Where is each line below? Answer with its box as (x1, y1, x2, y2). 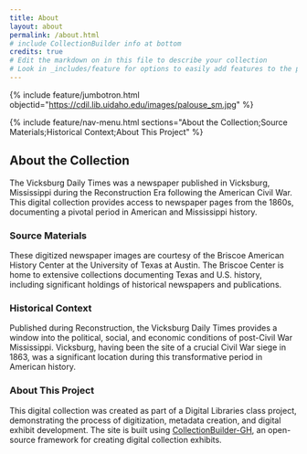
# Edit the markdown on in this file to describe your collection (9, 56, 268, 65)
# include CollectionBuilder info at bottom (9, 38, 182, 48)
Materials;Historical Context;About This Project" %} (9, 126, 204, 137)
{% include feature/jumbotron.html (9, 89, 140, 100)
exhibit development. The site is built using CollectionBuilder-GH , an (9, 424, 267, 435)
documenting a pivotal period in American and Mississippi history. (9, 206, 258, 217)
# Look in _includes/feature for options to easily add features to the (9, 65, 292, 74)
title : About (9, 13, 59, 23)
